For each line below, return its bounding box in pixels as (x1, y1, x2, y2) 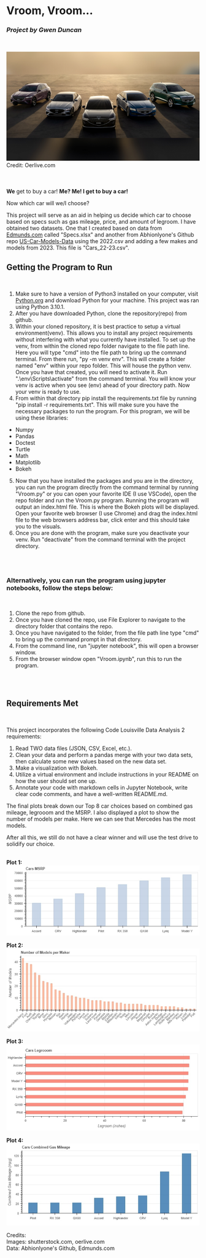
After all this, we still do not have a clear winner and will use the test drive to (6, 834, 199, 842)
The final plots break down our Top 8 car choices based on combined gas (6, 802, 193, 810)
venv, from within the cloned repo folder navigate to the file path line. (15, 342, 190, 350)
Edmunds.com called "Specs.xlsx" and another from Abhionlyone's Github (6, 231, 194, 238)
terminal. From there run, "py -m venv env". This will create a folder (15, 356, 186, 363)
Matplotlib (15, 459, 41, 466)
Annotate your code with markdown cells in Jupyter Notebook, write (15, 784, 188, 791)
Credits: (6, 1231, 26, 1238)
